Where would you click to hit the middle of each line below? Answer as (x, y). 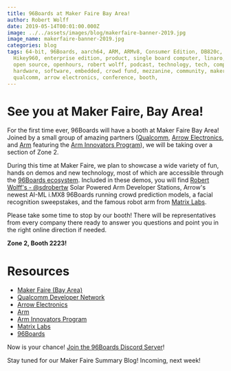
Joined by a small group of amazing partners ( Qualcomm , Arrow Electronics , (115, 137)
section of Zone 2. (33, 153)
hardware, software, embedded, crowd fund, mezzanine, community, (110, 71)
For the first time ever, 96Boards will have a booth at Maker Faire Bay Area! (113, 131)
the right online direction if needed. (57, 230)
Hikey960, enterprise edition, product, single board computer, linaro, (120, 58)
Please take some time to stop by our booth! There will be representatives (112, 215)
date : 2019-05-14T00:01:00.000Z (53, 26)
